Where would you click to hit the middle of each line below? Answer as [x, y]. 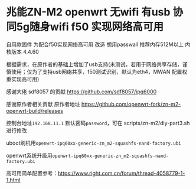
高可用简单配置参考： [32, 173]
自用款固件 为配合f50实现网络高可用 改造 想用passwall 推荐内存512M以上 [95, 44]
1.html [13, 180]
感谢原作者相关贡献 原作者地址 [43, 104]
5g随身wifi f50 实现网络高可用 [90, 27]
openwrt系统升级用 [29, 155]
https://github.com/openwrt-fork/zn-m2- [131, 104]
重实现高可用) [23, 79]
